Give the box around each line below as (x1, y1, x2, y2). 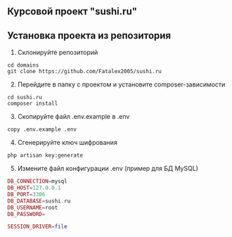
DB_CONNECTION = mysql (7, 178, 68, 185)
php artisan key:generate (7, 152, 83, 159)
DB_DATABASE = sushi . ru (7, 197, 71, 205)
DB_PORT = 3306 (7, 191, 46, 198)
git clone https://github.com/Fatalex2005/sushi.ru (7, 68, 162, 75)
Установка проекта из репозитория (7, 30, 171, 41)
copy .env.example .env (7, 126, 77, 133)
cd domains (7, 62, 39, 69)
